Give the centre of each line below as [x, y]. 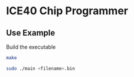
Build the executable [31, 47]
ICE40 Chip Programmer [67, 11]
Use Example [31, 33]
